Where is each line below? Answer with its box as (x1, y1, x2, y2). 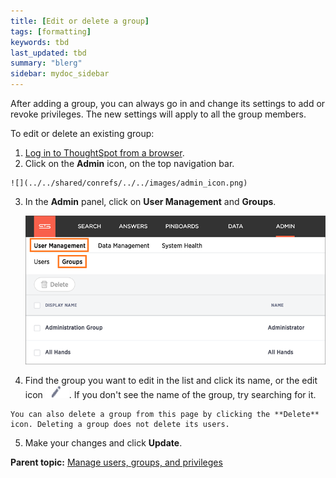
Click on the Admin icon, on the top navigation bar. (24, 158, 235, 169)
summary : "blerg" (10, 58, 83, 69)
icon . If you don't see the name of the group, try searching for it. (24, 389, 317, 401)
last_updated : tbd (10, 48, 87, 58)
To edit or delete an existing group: (10, 128, 155, 139)
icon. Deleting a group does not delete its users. (10, 420, 230, 430)
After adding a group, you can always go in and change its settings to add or (10, 98, 326, 109)
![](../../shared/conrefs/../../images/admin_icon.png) (10, 178, 248, 188)
